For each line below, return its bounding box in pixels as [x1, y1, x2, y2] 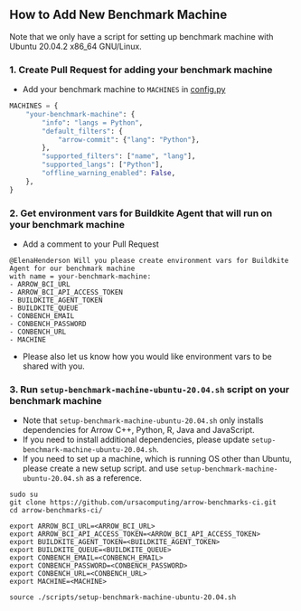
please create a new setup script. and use [22, 463, 179, 474]
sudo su [9, 490, 39, 500]
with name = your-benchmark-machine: [9, 272, 152, 281]
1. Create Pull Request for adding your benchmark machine [9, 63, 273, 76]
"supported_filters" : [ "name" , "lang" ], [42, 152, 196, 161]
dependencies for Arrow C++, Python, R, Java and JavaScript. [22, 425, 255, 436]
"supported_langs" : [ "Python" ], [42, 160, 165, 170]
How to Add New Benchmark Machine [9, 7, 228, 23]
